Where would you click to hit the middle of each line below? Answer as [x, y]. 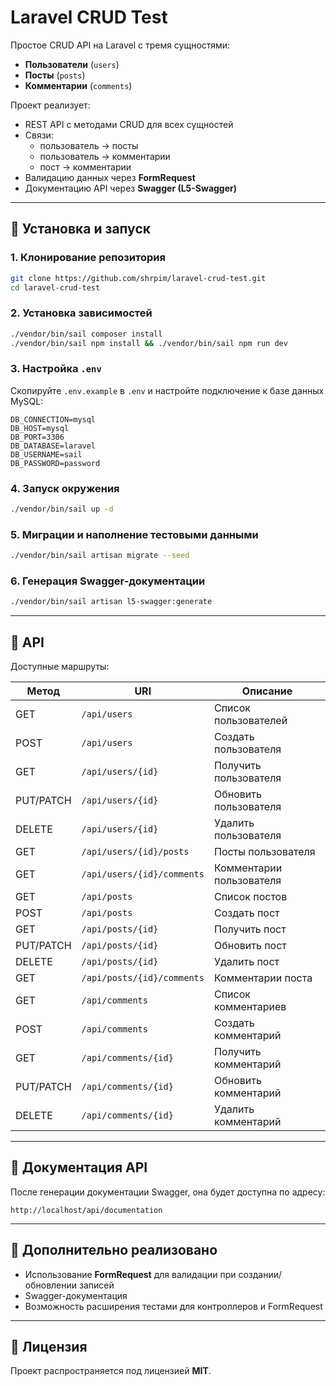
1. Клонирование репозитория [88, 258]
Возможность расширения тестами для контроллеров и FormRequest [173, 1306]
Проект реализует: [50, 105]
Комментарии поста [263, 978]
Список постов [250, 897]
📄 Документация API [79, 1167]
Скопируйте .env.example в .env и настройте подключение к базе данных [167, 390]
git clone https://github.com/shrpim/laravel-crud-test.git [138, 278]
